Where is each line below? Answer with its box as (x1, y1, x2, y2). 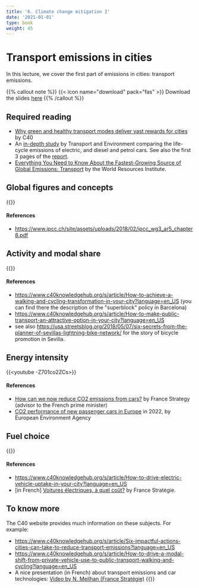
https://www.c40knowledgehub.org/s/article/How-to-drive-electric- (14, 474, 182, 481)
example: (6, 526, 29, 533)
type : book (6, 20, 33, 26)
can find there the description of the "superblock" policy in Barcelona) (14, 304, 187, 311)
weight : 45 (6, 25, 33, 31)
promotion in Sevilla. (14, 336, 65, 343)
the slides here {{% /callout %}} (6, 94, 84, 102)
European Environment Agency (14, 414, 91, 422)
